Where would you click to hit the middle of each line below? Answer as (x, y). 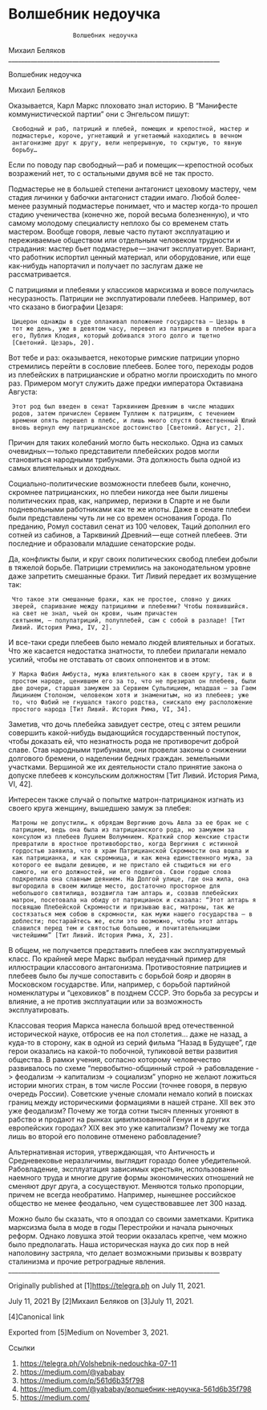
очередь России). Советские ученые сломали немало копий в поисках (131, 1093)
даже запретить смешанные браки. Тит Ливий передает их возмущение (132, 576)
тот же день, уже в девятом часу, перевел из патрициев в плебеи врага (134, 329)
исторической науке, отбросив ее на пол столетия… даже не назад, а (128, 1034)
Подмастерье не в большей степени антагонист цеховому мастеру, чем (132, 189)
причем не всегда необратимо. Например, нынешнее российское (122, 1195)
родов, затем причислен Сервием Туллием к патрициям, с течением (123, 413)
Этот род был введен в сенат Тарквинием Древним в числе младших (123, 407)
